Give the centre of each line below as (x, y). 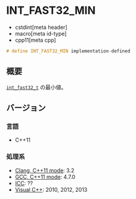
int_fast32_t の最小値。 (36, 87)
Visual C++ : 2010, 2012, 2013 (51, 189)
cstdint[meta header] (41, 27)
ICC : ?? (24, 183)
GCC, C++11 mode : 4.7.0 (45, 177)
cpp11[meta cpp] (35, 40)
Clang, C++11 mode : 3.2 (45, 170)
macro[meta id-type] (41, 33)
